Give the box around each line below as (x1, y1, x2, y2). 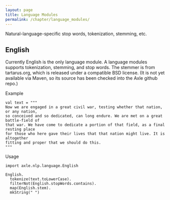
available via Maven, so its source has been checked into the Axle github (5, 75, 158, 81)
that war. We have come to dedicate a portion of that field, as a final (5, 122, 165, 127)
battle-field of (5, 118, 40, 123)
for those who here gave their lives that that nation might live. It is (5, 131, 165, 137)
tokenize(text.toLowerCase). (10, 177, 72, 182)
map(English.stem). (10, 186, 51, 191)
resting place (5, 127, 36, 132)
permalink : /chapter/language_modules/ (5, 17, 90, 22)
